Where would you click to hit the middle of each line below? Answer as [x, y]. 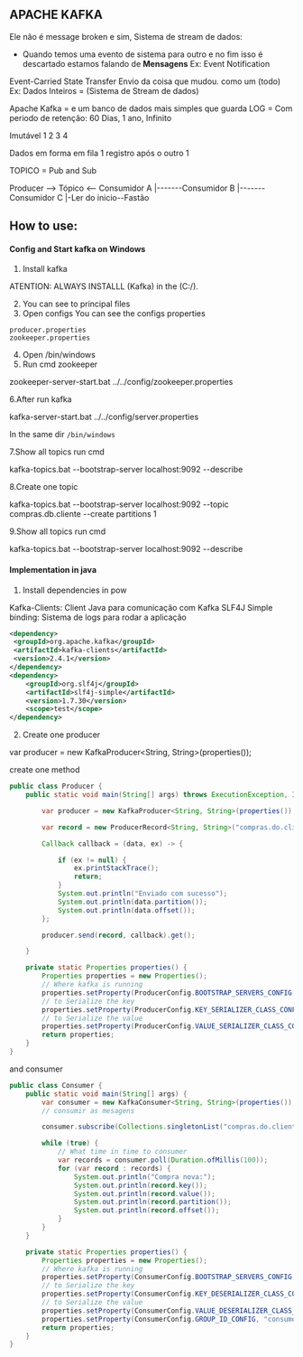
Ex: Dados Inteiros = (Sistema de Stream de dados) [105, 90]
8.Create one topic [44, 487]
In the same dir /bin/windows [62, 435]
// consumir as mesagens [88, 1110]
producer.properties [48, 330]
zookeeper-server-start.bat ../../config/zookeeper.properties [121, 382]
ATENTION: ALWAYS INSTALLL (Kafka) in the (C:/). [104, 286]
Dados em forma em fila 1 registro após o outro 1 [99, 153]
